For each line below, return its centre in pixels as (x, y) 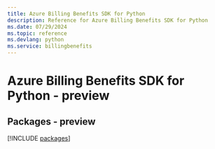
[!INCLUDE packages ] (39, 138)
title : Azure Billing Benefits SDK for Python (76, 14)
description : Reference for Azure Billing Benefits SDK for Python (108, 20)
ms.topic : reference (37, 33)
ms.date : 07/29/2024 (37, 27)
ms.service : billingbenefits (50, 46)
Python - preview (58, 96)
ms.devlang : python (36, 40)
